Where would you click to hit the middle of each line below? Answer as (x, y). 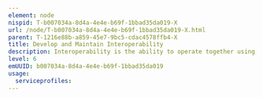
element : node (31, 15)
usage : (19, 74)
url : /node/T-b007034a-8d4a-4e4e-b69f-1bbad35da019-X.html (107, 30)
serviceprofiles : (44, 81)
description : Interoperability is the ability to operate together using (132, 52)
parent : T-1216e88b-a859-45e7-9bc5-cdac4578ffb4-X (93, 37)
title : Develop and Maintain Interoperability (86, 45)
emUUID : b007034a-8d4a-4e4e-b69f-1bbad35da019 (86, 66)
